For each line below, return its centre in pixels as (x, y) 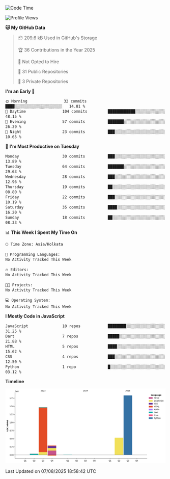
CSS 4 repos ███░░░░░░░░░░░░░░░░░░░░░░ (85, 357)
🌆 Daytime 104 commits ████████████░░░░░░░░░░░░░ (85, 112)
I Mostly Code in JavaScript (35, 316)
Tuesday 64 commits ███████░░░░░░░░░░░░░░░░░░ (85, 167)
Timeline (15, 381)
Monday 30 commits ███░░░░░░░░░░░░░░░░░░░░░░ (85, 156)
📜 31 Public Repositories (43, 72)
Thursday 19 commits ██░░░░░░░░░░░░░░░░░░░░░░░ (85, 187)
